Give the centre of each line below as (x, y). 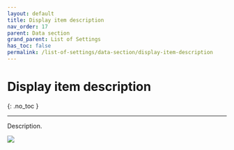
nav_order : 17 (28, 26)
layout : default (31, 14)
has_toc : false (29, 46)
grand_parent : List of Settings (54, 40)
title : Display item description (56, 20)
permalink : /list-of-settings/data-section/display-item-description (110, 53)
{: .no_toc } (23, 106)
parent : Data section (39, 33)
